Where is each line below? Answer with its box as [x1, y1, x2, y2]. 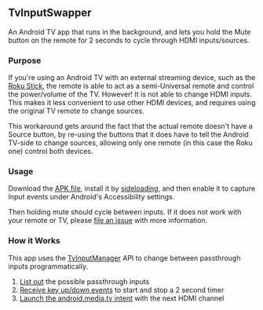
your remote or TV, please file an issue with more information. [8, 216, 208, 225]
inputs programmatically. [8, 261, 89, 271]
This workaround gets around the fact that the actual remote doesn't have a [8, 122, 253, 131]
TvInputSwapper [8, 6, 92, 20]
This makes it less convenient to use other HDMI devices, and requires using [8, 98, 256, 108]
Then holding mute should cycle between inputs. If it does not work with [8, 207, 242, 217]
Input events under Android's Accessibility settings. [8, 192, 175, 202]
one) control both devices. [8, 147, 93, 156]
